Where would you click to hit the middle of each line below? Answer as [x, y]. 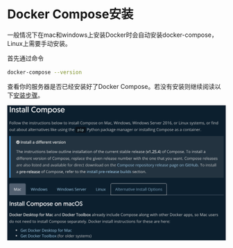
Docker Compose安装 [70, 14]
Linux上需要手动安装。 [39, 43]
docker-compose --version [44, 72]
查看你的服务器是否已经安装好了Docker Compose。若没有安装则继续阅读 [111, 86]
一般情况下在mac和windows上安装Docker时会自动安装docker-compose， [112, 35]
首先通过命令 [25, 58]
